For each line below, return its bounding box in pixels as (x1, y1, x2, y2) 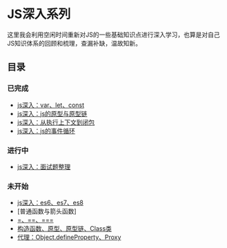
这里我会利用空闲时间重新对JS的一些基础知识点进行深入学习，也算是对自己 (7, 30, 220, 39)
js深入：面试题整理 (17, 162, 71, 171)
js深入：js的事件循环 (17, 126, 76, 135)
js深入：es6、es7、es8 (17, 198, 84, 207)
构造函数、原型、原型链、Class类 (17, 225, 112, 233)
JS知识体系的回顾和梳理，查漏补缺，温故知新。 (7, 39, 141, 47)
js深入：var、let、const (17, 101, 85, 109)
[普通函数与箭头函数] (17, 207, 77, 216)
